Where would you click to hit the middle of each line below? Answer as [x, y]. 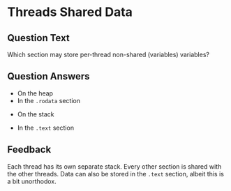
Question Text [38, 38]
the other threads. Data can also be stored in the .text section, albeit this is [116, 174]
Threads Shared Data [70, 12]
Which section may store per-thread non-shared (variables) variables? [108, 54]
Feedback [29, 150]
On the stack [36, 114]
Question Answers [49, 76]
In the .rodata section [49, 100]
